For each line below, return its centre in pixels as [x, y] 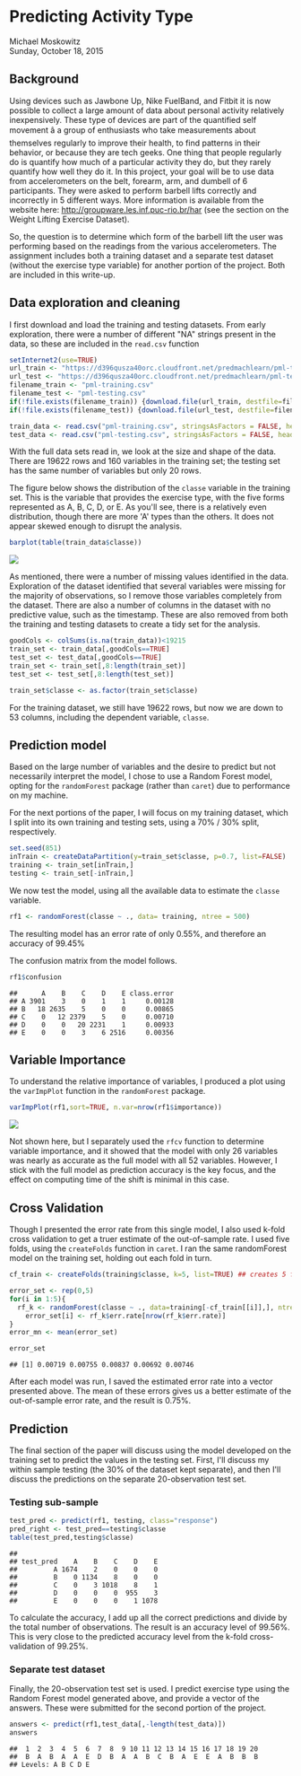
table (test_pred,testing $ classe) [72, 1537]
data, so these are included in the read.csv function [104, 344]
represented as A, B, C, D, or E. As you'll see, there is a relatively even [138, 507]
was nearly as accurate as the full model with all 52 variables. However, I [143, 1160]
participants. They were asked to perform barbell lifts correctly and [133, 190]
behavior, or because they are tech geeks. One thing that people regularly [146, 152]
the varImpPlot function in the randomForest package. [107, 1091]
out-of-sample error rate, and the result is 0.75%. [100, 1401]
